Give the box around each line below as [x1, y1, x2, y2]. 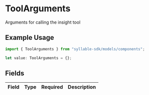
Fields [5, 69, 25, 77]
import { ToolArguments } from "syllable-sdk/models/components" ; [5, 46, 145, 52]
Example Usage [5, 33, 54, 42]
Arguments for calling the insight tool [5, 19, 81, 25]
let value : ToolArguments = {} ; [5, 55, 72, 61]
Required [41, 84, 63, 91]
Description [67, 84, 97, 91]
